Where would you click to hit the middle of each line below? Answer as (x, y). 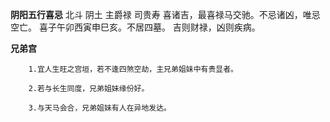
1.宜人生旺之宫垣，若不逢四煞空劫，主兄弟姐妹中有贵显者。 (133, 69)
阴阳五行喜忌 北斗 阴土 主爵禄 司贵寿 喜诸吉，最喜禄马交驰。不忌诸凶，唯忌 (165, 14)
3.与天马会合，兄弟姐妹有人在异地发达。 (100, 108)
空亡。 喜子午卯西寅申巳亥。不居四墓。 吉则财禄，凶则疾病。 (135, 27)
